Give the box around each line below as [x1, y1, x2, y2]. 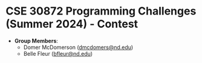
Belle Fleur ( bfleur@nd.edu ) [23, 50, 93, 57]
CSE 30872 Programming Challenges [5, 4, 197, 18]
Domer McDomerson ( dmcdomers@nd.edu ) [23, 44, 134, 51]
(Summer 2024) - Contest [5, 17, 138, 31]
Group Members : [14, 37, 59, 44]
